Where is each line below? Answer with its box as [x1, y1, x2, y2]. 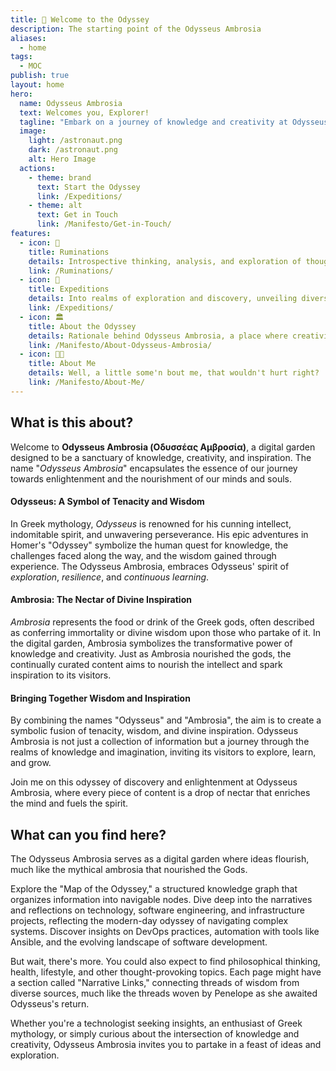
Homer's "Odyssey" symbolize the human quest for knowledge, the [10, 539, 289, 551]
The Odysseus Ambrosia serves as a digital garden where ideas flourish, [10, 852, 310, 865]
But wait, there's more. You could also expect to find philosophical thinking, [10, 955, 321, 967]
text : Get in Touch [36, 210, 118, 220]
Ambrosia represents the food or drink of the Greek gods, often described [10, 616, 315, 628]
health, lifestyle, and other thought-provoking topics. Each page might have [10, 966, 322, 978]
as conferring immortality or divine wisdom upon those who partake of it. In [10, 626, 322, 638]
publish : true [10, 71, 70, 81]
